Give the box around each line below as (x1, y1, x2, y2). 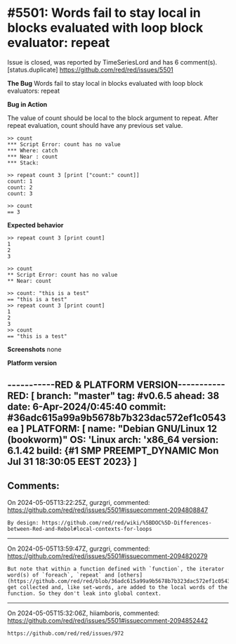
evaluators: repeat (7, 86, 60, 95)
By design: (7, 520, 39, 527)
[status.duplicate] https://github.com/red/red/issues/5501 (7, 65, 173, 74)
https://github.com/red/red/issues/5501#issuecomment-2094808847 (7, 506, 209, 514)
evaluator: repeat (7, 35, 110, 51)
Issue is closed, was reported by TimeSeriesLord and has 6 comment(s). (7, 58, 218, 66)
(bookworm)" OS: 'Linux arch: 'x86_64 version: (7, 434, 219, 446)
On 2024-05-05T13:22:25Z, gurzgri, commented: (7, 499, 150, 507)
